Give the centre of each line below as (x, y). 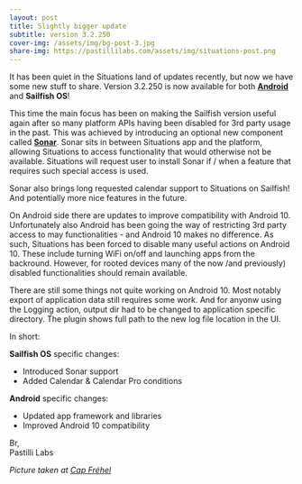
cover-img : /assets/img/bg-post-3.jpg (82, 43)
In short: (25, 337)
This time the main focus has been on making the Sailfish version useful (143, 114)
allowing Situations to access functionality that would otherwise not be (141, 152)
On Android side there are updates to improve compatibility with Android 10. (150, 215)
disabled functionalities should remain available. (98, 273)
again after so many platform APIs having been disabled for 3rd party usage (150, 123)
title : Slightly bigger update (68, 26)
